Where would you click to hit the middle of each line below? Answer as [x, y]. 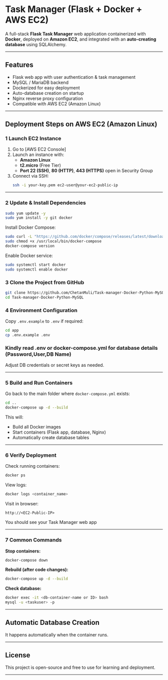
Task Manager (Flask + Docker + [74, 9]
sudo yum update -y [25, 213]
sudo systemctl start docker [35, 264]
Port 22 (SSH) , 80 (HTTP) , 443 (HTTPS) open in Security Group [86, 171]
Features [19, 65]
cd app [12, 330]
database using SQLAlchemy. [36, 44]
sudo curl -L [19, 237]
